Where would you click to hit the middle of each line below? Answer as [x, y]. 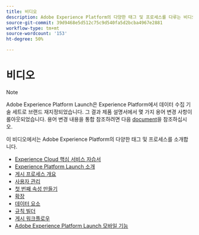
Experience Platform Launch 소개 [55, 166]
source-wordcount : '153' [37, 34]
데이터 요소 [28, 203]
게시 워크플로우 [32, 218]
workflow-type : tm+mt [33, 28]
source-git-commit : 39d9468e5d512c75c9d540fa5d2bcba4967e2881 [84, 22]
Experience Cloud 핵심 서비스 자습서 [58, 159]
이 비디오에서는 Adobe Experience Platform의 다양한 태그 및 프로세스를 [89, 139]
